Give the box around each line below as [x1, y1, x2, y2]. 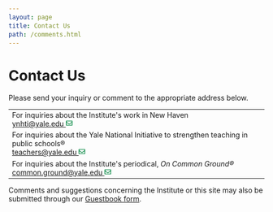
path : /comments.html [8, 30, 82, 38]
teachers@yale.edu [11, 147, 77, 158]
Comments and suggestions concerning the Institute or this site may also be [8, 185, 263, 195]
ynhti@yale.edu [11, 119, 64, 129]
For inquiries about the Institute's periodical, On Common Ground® [11, 158, 234, 168]
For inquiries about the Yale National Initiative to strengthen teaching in [11, 130, 249, 140]
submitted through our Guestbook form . [8, 194, 142, 204]
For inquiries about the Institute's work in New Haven [11, 110, 189, 120]
